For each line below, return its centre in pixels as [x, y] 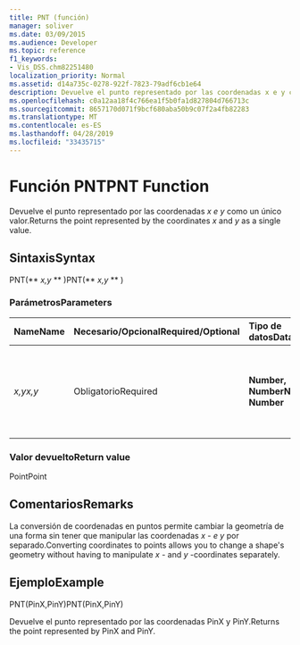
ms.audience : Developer [54, 42]
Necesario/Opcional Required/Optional [157, 331]
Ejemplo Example [57, 583]
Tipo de [265, 325]
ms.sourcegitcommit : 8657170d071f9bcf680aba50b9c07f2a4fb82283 [129, 109]
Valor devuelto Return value [70, 457]
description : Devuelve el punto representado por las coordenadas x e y [147, 92]
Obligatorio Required [116, 391]
